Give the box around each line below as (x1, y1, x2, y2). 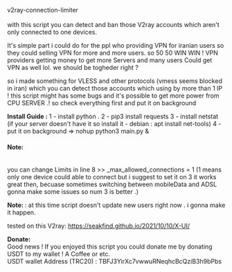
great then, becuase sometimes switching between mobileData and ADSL (7, 180, 217, 189)
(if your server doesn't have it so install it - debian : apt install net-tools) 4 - (7, 120, 222, 127)
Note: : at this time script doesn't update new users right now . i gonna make (7, 201, 226, 210)
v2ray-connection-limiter (7, 6, 78, 14)
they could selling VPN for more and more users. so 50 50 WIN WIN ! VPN (7, 48, 218, 57)
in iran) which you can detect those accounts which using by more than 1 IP (7, 84, 223, 92)
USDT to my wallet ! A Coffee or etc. (7, 250, 111, 258)
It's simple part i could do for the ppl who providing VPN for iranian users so (7, 42, 224, 49)
